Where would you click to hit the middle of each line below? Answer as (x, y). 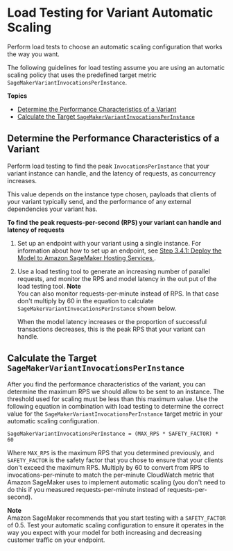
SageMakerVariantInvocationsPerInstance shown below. (97, 308)
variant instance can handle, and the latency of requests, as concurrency (112, 173)
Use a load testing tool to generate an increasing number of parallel (113, 271)
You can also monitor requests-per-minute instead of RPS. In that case (118, 294)
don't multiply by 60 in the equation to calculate (85, 300)
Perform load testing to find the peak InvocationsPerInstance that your (109, 166)
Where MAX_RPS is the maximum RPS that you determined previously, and (111, 452)
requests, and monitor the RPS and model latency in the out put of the (117, 278)
